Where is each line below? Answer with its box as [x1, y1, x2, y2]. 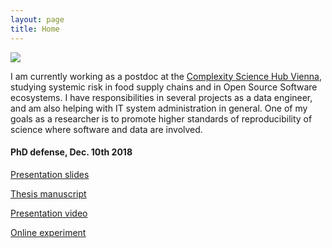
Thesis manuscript [10, 187, 87, 200]
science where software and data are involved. [10, 123, 203, 135]
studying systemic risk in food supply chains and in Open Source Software [10, 81, 318, 93]
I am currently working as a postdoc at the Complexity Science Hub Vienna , [10, 70, 322, 82]
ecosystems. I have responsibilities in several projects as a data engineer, [10, 91, 313, 103]
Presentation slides [10, 168, 90, 180]
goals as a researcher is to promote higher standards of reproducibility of [10, 112, 313, 125]
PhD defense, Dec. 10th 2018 [10, 146, 133, 158]
